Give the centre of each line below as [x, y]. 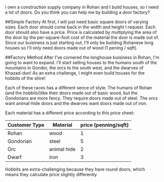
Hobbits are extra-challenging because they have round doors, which [75, 169]
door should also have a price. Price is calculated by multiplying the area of [81, 32]
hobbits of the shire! [25, 78]
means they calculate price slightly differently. [51, 174]
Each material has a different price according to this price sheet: [70, 113]
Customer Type [26, 125]
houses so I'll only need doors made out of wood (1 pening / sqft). [71, 48]
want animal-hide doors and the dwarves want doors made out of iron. [76, 103]
